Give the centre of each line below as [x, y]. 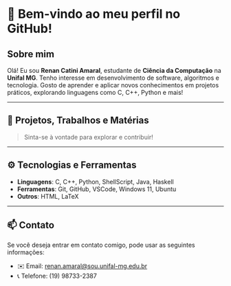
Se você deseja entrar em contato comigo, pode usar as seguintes [101, 245]
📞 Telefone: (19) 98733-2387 [57, 276]
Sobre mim [31, 54]
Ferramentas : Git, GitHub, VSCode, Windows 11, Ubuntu [97, 189]
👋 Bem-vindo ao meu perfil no [94, 14]
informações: [26, 252]
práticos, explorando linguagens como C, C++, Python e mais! [95, 92]
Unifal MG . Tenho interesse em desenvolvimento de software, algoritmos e [113, 78]
